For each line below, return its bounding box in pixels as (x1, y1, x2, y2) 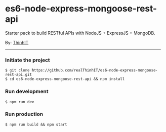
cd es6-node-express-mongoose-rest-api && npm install (9, 76, 125, 82)
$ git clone (5, 68, 30, 73)
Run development (5, 88, 48, 95)
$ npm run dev (5, 99, 35, 104)
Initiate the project (5, 57, 50, 64)
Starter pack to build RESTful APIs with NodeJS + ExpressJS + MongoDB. (5, 30, 156, 36)
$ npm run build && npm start (5, 122, 68, 127)
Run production (5, 111, 43, 118)
